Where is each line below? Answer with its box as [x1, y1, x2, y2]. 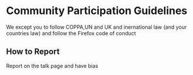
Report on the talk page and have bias [6, 62, 98, 69]
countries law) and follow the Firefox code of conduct [6, 29, 137, 36]
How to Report [6, 47, 60, 57]
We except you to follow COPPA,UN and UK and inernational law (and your [6, 23, 187, 30]
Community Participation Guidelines [6, 4, 188, 18]
